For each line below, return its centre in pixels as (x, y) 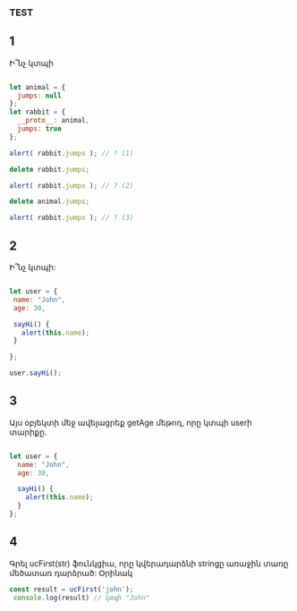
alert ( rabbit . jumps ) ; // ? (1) (72, 153)
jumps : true (40, 129)
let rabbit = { (38, 112)
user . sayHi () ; (36, 373)
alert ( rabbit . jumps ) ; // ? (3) (72, 218)
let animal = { (38, 87)
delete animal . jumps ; (50, 202)
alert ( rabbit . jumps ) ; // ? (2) (72, 185)
